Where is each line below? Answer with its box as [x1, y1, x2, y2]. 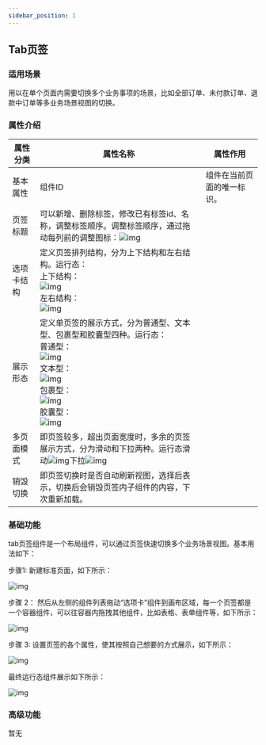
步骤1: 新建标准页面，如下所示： [8, 565, 112, 575]
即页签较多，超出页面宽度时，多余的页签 [39, 431, 191, 442]
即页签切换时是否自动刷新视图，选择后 [39, 469, 183, 480]
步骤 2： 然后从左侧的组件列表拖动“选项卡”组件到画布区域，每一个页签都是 [8, 598, 252, 607]
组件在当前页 [205, 170, 253, 181]
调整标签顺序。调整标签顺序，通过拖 [55, 220, 191, 231]
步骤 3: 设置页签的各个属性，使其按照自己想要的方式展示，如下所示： [8, 640, 234, 649]
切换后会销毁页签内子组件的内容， [55, 481, 183, 492]
